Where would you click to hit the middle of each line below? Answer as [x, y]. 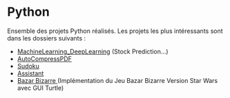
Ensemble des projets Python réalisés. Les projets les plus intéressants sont [115, 31]
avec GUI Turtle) [40, 88]
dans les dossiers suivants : [47, 38]
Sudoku [28, 66]
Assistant [30, 73]
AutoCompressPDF [45, 58]
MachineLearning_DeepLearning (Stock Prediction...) [93, 51]
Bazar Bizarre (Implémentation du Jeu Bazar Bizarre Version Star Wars [117, 80]
